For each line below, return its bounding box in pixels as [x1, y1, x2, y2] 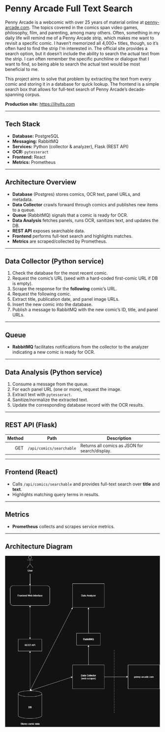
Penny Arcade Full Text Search [5, 3, 133, 14]
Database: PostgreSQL [12, 133, 59, 139]
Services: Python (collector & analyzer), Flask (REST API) [12, 143, 129, 149]
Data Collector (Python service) [5, 257, 104, 265]
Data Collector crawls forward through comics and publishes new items [12, 201, 158, 207]
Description [107, 435, 132, 441]
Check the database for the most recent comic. [12, 270, 108, 276]
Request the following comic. [12, 291, 71, 297]
